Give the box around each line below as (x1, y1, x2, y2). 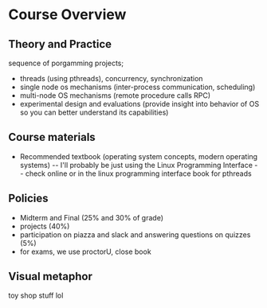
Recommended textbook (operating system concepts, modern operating (19, 151, 257, 161)
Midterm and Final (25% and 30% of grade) (19, 212, 164, 222)
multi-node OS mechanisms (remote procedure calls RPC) (19, 91, 211, 100)
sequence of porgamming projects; (8, 58, 124, 68)
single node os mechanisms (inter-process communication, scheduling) (19, 82, 256, 92)
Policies (8, 192, 49, 205)
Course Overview (8, 6, 127, 24)
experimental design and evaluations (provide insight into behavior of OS (19, 99, 260, 108)
